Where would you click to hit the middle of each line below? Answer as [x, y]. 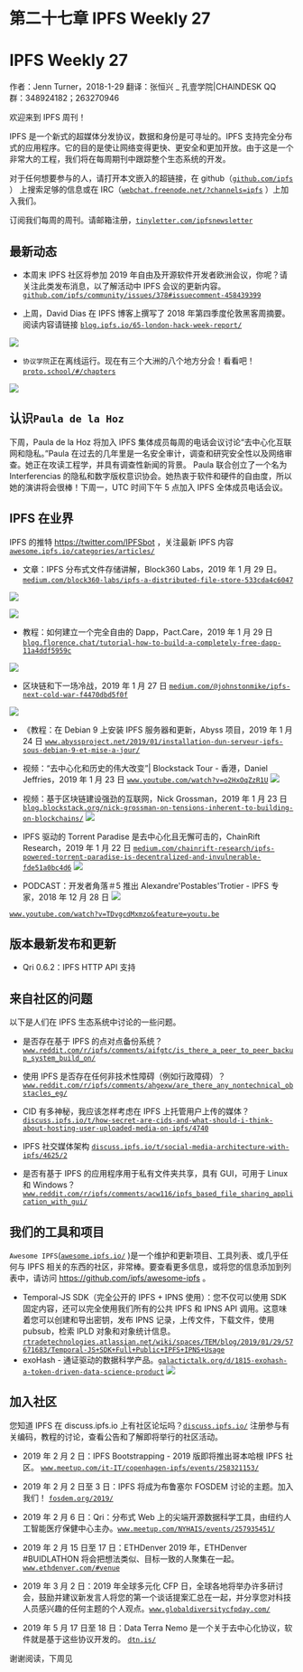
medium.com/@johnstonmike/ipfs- [230, 686]
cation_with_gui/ [55, 1202]
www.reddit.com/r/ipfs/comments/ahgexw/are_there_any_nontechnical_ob [158, 1086]
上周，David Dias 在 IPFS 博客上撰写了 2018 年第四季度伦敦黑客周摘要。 [156, 313]
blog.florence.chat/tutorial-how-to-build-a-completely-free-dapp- [151, 643]
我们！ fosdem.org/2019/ [68, 1497]
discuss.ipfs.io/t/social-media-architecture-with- [191, 1148]
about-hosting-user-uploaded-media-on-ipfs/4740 [115, 1129]
